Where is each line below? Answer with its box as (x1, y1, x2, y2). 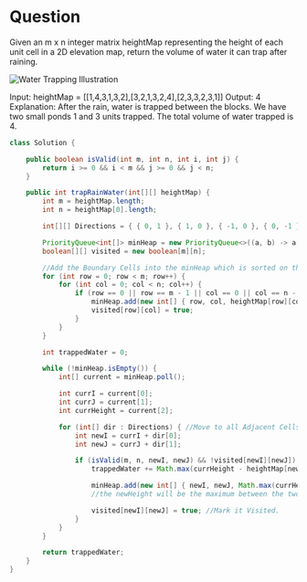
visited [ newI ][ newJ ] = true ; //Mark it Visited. (90, 505, 281, 515)
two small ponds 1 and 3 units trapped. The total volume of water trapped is (9, 111, 294, 122)
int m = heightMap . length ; (42, 196, 145, 206)
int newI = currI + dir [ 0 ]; (74, 431, 182, 440)
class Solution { (9, 138, 76, 147)
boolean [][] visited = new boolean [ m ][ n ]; (42, 247, 206, 256)
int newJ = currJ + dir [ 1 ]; (74, 439, 182, 449)
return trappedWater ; (42, 548, 125, 557)
